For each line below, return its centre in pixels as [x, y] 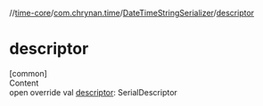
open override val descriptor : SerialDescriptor [94, 92]
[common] [28, 73]
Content [24, 83]
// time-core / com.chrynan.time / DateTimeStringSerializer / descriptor [132, 13]
